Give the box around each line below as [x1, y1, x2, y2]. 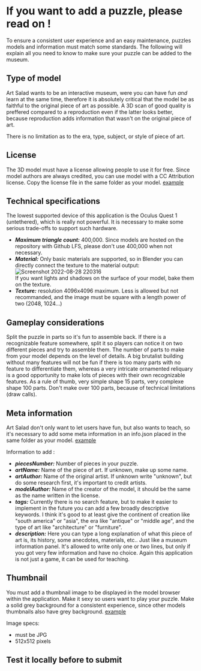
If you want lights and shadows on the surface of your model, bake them [14, 275, 194, 282]
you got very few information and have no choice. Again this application [14, 549, 193, 556]
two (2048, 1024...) [14, 300, 62, 307]
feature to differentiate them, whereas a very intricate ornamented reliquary [6, 365, 193, 372]
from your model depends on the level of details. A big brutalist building [6, 353, 184, 360]
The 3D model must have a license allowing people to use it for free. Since [6, 166, 190, 173]
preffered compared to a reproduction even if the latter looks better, [6, 108, 174, 115]
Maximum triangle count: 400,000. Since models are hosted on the [14, 236, 184, 243]
